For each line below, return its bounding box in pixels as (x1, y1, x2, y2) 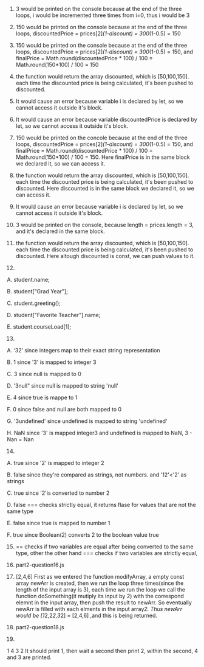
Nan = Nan (7, 436, 34, 443)
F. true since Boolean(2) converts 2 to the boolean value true (7, 531, 160, 538)
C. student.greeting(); (7, 299, 61, 307)
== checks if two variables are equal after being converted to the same (15, 543, 194, 550)
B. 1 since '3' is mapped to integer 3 (7, 358, 97, 366)
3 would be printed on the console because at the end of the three (15, 5, 182, 12)
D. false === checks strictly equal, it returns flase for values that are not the (7, 501, 196, 508)
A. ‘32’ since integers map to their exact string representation (7, 347, 160, 354)
